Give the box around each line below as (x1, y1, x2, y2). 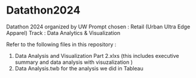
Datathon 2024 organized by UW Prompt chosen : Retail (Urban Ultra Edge (6, 23, 191, 30)
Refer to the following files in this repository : (6, 41, 117, 48)
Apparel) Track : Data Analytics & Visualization (6, 29, 121, 36)
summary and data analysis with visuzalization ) (14, 58, 133, 66)
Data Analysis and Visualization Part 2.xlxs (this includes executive (14, 52, 179, 59)
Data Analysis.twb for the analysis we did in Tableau (14, 64, 143, 71)
